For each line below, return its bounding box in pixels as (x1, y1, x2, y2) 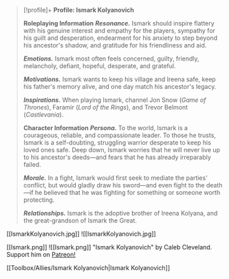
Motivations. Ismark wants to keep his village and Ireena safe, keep (23, 75, 216, 83)
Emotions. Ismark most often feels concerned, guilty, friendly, (23, 54, 200, 63)
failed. (23, 161, 42, 168)
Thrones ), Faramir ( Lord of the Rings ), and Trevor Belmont (23, 103, 188, 111)
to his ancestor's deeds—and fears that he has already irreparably (23, 153, 211, 161)
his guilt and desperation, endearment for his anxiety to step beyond (23, 34, 218, 42)
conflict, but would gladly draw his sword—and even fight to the (23, 181, 205, 189)
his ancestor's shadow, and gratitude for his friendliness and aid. (23, 41, 207, 49)
